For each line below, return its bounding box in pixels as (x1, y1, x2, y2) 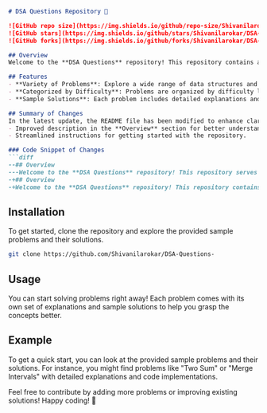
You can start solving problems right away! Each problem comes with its (8, 293, 245, 303)
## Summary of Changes (8, 109, 83, 117)
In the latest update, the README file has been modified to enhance (8, 116, 244, 125)
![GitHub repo (8, 22, 56, 29)
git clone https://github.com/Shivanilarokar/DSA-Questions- (8, 250, 215, 258)
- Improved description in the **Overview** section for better (8, 124, 226, 132)
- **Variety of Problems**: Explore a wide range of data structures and (8, 81, 258, 88)
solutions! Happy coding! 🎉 (8, 395, 97, 405)
